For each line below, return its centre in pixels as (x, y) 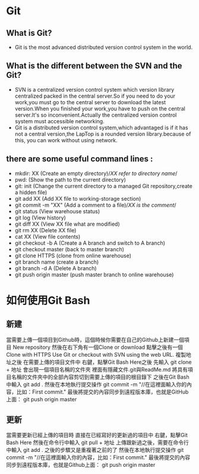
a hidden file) (31, 192)
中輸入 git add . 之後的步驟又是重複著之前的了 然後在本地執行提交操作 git (95, 450)
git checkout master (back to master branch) (70, 249)
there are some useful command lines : (80, 159)
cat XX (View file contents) (48, 236)
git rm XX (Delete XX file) (45, 230)
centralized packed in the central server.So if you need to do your (95, 96)
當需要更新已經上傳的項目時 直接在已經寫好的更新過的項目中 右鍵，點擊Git (97, 435)
